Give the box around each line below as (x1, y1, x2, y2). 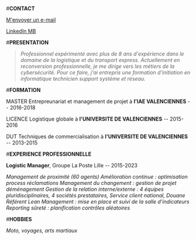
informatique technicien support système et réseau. (20, 76, 146, 82)
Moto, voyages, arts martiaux (6, 227, 78, 234)
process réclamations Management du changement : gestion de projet (6, 180, 177, 186)
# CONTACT (6, 5, 35, 12)
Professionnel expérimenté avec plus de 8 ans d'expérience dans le (20, 50, 184, 57)
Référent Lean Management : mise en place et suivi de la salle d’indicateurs (6, 198, 190, 205)
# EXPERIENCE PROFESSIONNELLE (6, 150, 92, 157)
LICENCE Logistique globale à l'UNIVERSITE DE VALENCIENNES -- (6, 115, 169, 122)
